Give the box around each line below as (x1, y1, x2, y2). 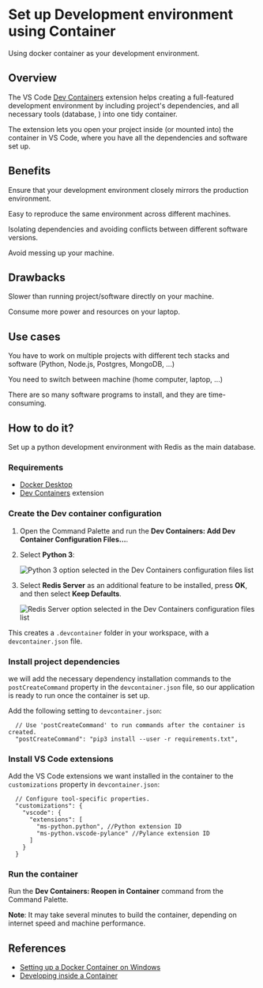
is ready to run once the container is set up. (8, 690, 150, 700)
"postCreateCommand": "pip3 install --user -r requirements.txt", (15, 735, 239, 743)
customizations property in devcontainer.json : (8, 780, 160, 790)
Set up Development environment (8, 6, 234, 24)
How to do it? (8, 421, 74, 435)
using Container (8, 22, 116, 40)
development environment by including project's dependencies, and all (8, 100, 239, 110)
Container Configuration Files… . (19, 534, 129, 544)
